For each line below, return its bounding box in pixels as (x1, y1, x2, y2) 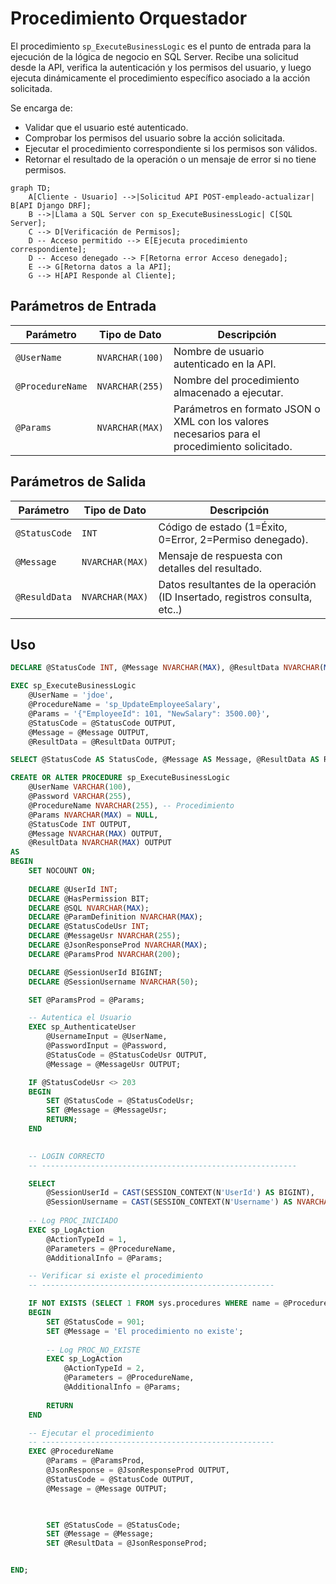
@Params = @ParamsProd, (46, 1456, 145, 1466)
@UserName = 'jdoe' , (28, 690, 114, 701)
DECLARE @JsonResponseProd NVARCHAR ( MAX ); (28, 940, 208, 950)
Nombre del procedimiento (173, 373, 300, 387)
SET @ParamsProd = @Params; (28, 995, 145, 1005)
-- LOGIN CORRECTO (28, 1151, 105, 1161)
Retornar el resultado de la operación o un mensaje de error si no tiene (24, 153, 317, 165)
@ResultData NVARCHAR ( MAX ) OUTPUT (28, 838, 172, 848)
